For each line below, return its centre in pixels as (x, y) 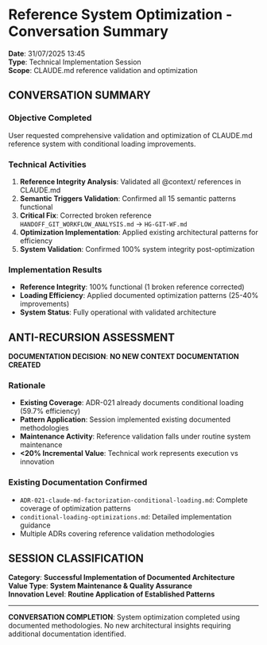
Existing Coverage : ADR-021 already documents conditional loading (132, 403)
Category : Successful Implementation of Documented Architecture (122, 577)
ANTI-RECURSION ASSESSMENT (91, 337)
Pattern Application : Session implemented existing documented (125, 419)
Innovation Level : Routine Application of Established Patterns (112, 594)
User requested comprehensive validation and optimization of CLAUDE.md (130, 135)
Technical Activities (47, 164)
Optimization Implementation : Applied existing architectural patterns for (139, 232)
